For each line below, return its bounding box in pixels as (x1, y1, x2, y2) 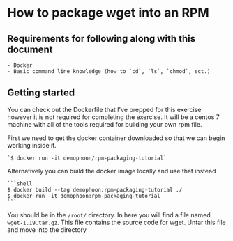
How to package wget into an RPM (7, 5, 209, 21)
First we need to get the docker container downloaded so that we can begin (7, 134, 225, 142)
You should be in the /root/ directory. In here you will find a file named (7, 210, 211, 219)
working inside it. (7, 141, 57, 149)
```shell (7, 180, 33, 187)
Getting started (7, 87, 75, 99)
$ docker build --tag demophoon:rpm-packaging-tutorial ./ (7, 186, 183, 193)
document (7, 43, 53, 55)
